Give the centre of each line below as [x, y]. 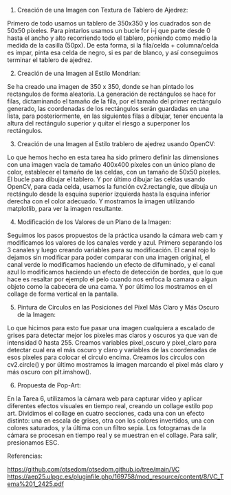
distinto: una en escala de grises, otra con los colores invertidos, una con [111, 421]
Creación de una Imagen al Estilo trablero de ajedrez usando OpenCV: [116, 144]
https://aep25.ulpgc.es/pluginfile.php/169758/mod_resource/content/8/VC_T [115, 476]
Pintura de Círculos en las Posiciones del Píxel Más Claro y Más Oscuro [118, 307]
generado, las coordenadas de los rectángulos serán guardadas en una [108, 109]
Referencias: [25, 456]
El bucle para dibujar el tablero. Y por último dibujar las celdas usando [106, 179]
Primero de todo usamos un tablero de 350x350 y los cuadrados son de [109, 23]
